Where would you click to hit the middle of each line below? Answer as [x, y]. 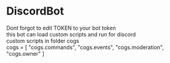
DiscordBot [35, 11]
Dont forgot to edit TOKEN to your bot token [61, 28]
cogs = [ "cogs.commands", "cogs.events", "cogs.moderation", [85, 47]
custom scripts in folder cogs [43, 41]
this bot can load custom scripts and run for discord [71, 34]
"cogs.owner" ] [25, 53]
